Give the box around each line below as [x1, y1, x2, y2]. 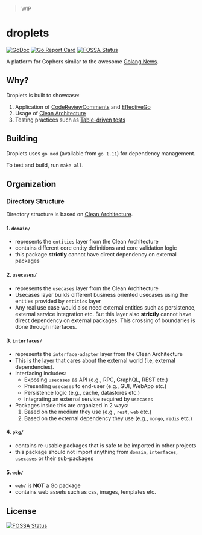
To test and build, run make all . [6, 161, 84, 169]
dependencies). [14, 363, 54, 371]
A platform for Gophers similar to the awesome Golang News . [6, 57, 159, 65]
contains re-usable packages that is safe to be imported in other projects [14, 442, 197, 449]
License [6, 506, 37, 516]
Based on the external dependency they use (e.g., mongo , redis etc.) [24, 414, 193, 422]
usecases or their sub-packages [14, 455, 94, 462]
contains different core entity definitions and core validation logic [14, 244, 177, 251]
